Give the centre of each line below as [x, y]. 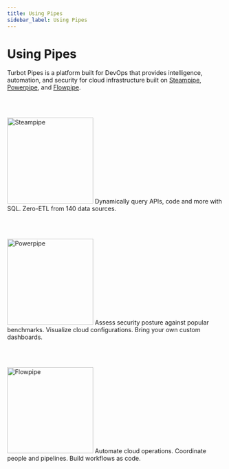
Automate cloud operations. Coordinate [150, 451]
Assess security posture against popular [152, 323]
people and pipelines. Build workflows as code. [74, 459]
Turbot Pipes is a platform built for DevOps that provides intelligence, [105, 73]
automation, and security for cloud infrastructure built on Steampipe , [104, 80]
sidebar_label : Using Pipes [47, 20]
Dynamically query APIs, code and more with [158, 201]
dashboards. [25, 337]
